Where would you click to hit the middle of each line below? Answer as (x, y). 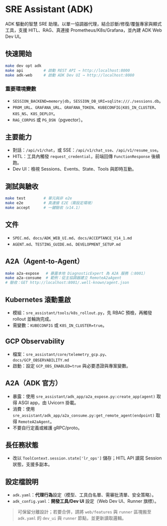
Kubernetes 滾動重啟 (38, 300)
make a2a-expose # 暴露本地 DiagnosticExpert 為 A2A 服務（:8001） (76, 273)
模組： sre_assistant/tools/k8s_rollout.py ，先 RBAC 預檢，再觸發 (82, 313)
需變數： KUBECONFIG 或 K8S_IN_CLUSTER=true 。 (60, 325)
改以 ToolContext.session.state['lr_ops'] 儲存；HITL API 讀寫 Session (87, 458)
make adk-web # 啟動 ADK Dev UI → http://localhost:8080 (70, 75)
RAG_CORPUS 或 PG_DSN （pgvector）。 (49, 120)
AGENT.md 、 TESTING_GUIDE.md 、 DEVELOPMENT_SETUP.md (66, 244)
